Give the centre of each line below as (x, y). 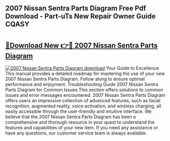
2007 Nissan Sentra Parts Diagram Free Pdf (76, 8)
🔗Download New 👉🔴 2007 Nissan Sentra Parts (82, 45)
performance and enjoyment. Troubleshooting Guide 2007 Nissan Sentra (82, 84)
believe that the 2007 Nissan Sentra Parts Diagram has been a (71, 117)
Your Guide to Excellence (132, 68)
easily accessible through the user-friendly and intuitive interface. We (79, 111)
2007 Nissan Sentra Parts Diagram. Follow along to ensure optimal (75, 79)
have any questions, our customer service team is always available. (76, 133)
